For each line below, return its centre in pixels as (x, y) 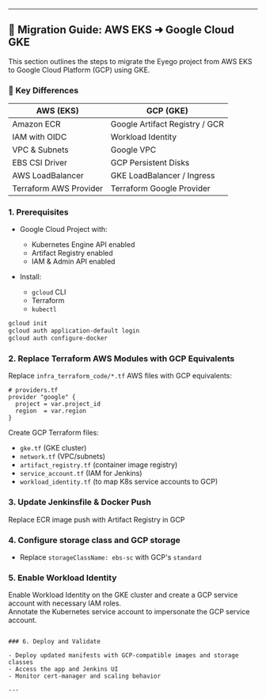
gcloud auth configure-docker (58, 338)
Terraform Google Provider (161, 188)
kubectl (44, 310)
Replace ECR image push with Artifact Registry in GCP (97, 519)
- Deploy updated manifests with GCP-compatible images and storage (123, 655)
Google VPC (133, 150)
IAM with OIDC (40, 137)
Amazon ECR (36, 124)
